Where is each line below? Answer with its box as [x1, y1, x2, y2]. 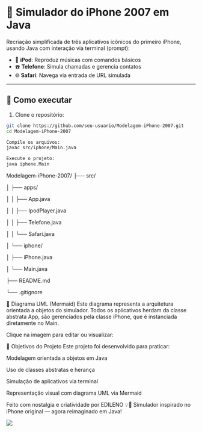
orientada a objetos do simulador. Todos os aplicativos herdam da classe [6, 307, 187, 313]
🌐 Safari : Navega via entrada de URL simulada [14, 72, 131, 79]
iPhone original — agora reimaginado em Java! [6, 408, 122, 415]
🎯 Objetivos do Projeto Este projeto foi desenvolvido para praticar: [6, 343, 170, 350]
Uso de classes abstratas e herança [6, 366, 95, 373]
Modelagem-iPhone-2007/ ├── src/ [6, 172, 96, 179]
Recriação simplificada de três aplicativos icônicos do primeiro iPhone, [6, 38, 182, 45]
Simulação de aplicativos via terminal [6, 378, 98, 384]
